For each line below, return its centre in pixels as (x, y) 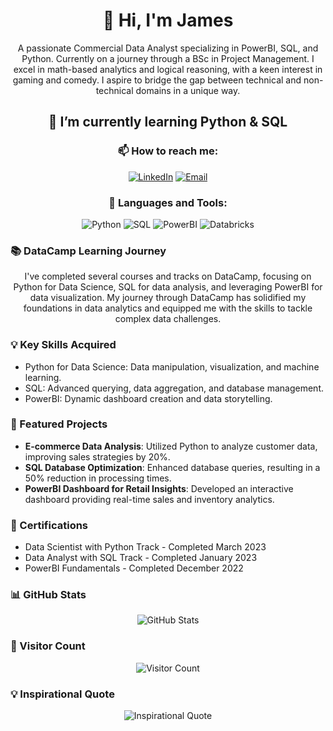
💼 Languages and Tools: (168, 202)
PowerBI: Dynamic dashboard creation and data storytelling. (148, 398)
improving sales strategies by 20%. (97, 456)
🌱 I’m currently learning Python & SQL (168, 122)
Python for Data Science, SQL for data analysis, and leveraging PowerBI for (168, 287)
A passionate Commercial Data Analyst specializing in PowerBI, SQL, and (168, 48)
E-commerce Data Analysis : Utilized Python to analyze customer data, (171, 446)
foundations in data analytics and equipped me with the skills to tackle (168, 308)
